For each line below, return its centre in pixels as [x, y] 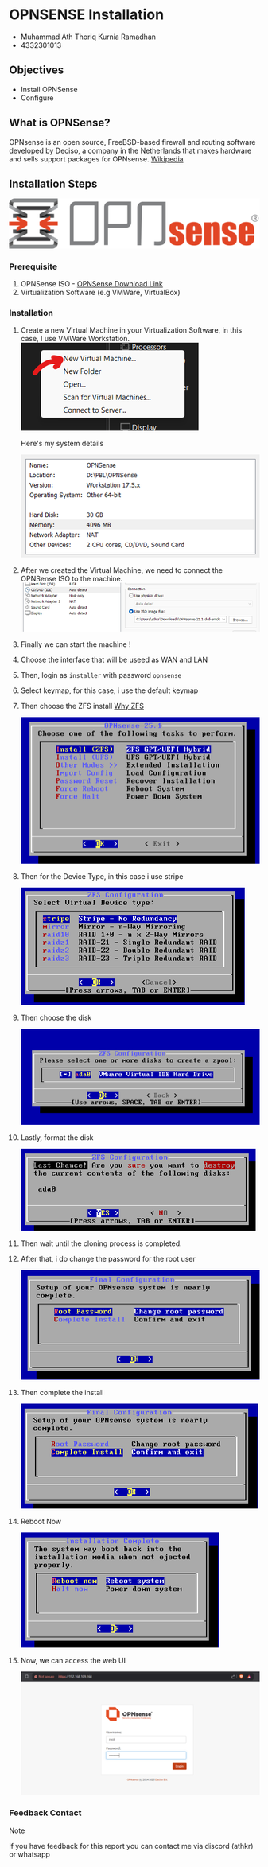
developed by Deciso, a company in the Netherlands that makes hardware [130, 150]
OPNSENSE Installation [87, 15]
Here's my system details [62, 444]
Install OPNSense [49, 89]
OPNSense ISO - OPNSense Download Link [92, 284]
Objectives [37, 70]
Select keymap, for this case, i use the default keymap [109, 690]
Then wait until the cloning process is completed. [101, 1243]
